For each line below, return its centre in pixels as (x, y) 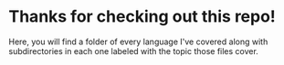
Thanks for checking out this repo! (142, 17)
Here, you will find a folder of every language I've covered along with (138, 42)
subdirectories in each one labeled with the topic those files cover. (134, 51)
